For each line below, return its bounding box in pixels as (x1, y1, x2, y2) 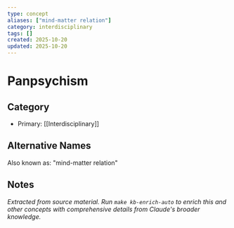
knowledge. (7, 212, 41, 221)
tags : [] (7, 29, 33, 37)
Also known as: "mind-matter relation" (7, 159, 118, 167)
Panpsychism (7, 73, 89, 89)
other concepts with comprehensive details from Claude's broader (7, 205, 200, 213)
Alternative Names (7, 140, 91, 152)
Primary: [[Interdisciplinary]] (17, 120, 100, 128)
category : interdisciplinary (7, 23, 93, 30)
